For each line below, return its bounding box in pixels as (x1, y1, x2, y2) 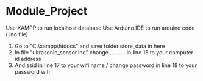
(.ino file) (5, 30, 29, 37)
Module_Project (5, 4, 88, 18)
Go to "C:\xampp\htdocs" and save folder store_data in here (14, 42, 165, 50)
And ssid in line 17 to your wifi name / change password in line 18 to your (14, 62, 198, 69)
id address (14, 55, 41, 62)
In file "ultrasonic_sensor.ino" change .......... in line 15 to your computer (14, 48, 193, 56)
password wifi (14, 68, 50, 75)
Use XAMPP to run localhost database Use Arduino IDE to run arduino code (5, 24, 195, 31)
